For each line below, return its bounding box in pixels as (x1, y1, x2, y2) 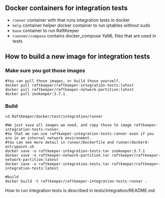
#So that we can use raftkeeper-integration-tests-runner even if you (5, 131, 154, 136)
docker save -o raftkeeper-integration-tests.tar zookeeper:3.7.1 (5, 148, 145, 154)
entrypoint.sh (5, 144, 35, 149)
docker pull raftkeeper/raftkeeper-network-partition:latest (5, 87, 134, 92)
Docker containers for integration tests (5, 4, 128, 12)
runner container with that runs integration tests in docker (12, 17, 130, 23)
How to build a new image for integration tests (5, 52, 150, 61)
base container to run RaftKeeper (12, 27, 79, 34)
